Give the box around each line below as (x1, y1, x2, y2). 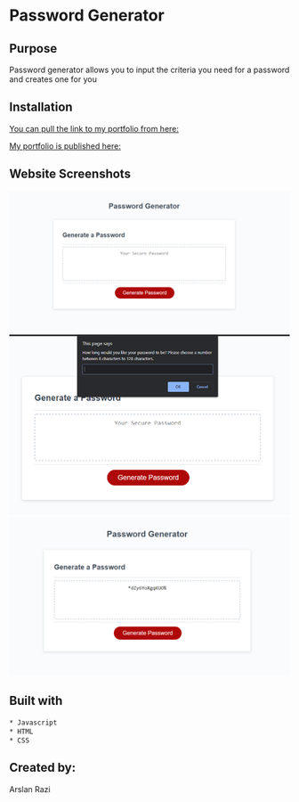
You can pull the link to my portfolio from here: (9, 123, 180, 134)
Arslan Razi (9, 783, 51, 794)
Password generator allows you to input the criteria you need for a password (9, 64, 290, 75)
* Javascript (9, 718, 58, 727)
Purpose (9, 41, 58, 56)
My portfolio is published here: (9, 140, 122, 151)
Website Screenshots (9, 167, 132, 182)
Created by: (9, 760, 77, 775)
